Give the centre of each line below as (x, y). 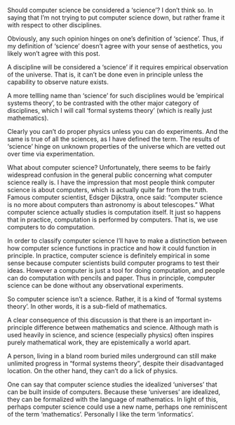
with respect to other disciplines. (54, 25)
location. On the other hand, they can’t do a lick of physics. (93, 371)
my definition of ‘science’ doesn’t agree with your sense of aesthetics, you (115, 46)
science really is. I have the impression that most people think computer (111, 182)
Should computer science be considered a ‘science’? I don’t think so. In (110, 10)
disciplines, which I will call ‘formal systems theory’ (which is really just (110, 110)
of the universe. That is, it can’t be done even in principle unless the (105, 74)
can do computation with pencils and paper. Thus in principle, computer (111, 278)
